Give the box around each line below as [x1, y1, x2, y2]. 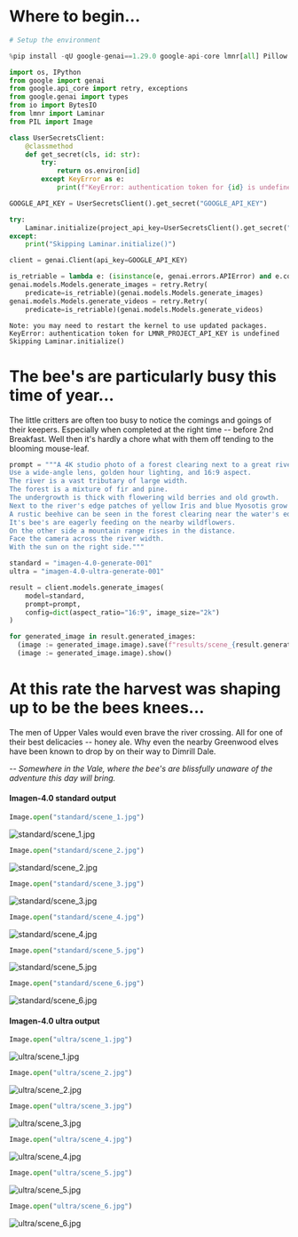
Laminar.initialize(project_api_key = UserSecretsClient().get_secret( [25, 223, 288, 232]
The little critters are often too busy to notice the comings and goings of [9, 414, 272, 425]
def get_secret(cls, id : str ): [25, 149, 141, 159]
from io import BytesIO [9, 100, 98, 110]
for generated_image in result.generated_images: [9, 632, 197, 641]
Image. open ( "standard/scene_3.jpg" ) [9, 879, 145, 888]
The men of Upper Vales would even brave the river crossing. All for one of [9, 727, 284, 737]
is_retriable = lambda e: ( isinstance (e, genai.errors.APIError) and [9, 272, 272, 281]
